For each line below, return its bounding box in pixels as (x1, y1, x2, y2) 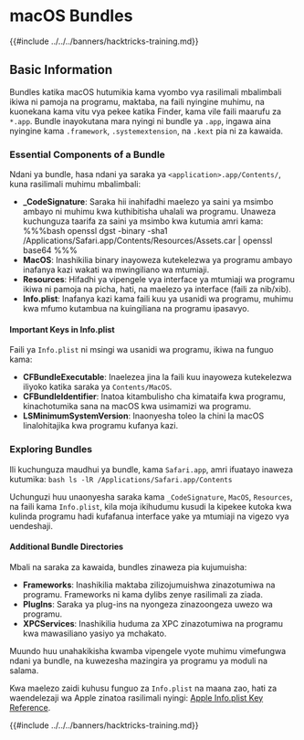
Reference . (9, 702, 51, 713)
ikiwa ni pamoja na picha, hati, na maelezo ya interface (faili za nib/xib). (22, 284, 292, 295)
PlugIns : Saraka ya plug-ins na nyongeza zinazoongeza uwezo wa (22, 598, 274, 609)
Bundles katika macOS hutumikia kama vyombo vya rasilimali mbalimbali (9, 86, 282, 97)
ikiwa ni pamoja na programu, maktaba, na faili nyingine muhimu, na (9, 96, 265, 107)
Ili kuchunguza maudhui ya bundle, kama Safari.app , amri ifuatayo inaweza (9, 463, 294, 475)
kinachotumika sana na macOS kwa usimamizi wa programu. (22, 401, 252, 412)
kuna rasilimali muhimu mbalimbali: (9, 179, 142, 190)
